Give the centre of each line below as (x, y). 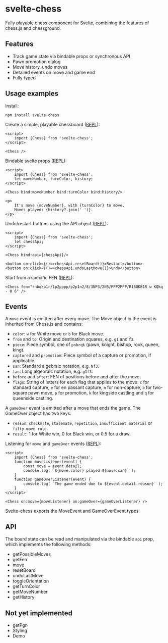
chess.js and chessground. (33, 28)
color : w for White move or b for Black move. (58, 334)
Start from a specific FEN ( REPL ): (39, 277)
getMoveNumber (30, 592)
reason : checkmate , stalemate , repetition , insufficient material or (82, 423)
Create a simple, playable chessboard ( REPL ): (53, 124)
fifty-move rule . (30, 429)
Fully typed (24, 78)
